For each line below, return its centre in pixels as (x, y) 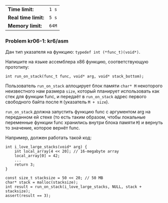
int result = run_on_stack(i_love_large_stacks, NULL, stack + (74, 187)
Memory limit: (25, 26)
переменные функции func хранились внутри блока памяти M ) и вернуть (84, 123)
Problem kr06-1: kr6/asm (37, 41)
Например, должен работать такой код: (48, 138)
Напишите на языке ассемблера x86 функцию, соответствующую (77, 62)
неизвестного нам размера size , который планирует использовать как (82, 91)
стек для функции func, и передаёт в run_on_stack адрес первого (76, 97)
